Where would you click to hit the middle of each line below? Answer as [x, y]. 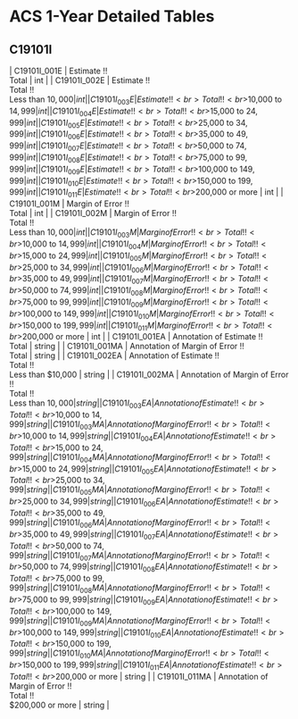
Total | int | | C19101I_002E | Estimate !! [80, 80]
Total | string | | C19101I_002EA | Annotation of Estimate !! [115, 355]
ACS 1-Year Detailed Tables [112, 17]
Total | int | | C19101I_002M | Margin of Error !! [93, 213]
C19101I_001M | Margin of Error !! [69, 204]
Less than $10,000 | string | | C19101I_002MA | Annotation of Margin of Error [149, 375]
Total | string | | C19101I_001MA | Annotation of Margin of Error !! [127, 347]
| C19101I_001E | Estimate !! [58, 71]
